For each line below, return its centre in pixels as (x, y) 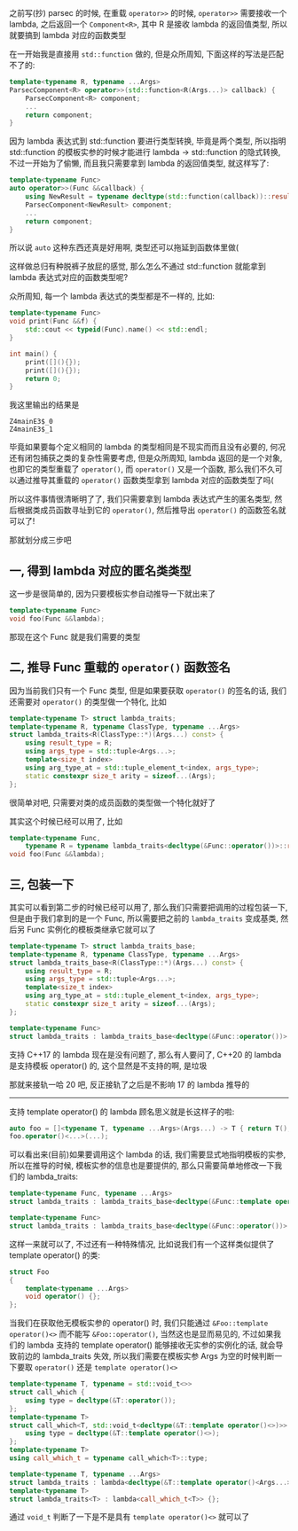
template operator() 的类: (55, 1255)
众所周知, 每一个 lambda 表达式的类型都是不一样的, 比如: (112, 296)
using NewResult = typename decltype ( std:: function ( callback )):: (149, 197)
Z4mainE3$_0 (31, 422)
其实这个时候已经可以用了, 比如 (66, 821)
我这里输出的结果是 (44, 405)
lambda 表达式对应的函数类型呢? (69, 277)
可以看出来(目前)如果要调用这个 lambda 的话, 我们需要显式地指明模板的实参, (148, 1154)
